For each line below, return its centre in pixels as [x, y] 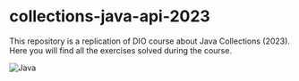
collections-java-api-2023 [110, 16]
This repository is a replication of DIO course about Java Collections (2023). [150, 41]
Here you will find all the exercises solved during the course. [121, 50]
